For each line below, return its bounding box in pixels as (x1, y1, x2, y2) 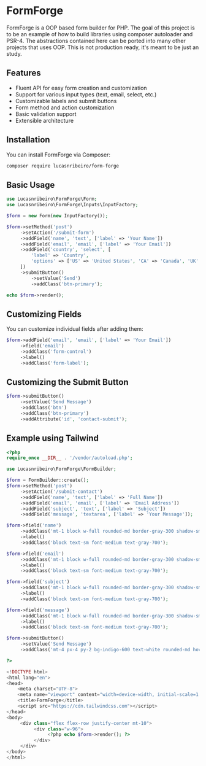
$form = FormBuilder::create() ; (6, 477, 89, 484)
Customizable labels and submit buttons (15, 97, 117, 104)
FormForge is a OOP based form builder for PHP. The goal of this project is (6, 24, 195, 31)
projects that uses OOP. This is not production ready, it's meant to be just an (6, 44, 199, 51)
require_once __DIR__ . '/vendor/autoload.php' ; (6, 455, 133, 461)
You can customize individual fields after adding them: (6, 325, 143, 333)
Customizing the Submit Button (6, 377, 129, 387)
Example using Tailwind (6, 433, 99, 444)
